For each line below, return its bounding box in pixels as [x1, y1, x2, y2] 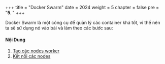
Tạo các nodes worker [12, 48, 60, 54]
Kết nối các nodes [12, 53, 51, 59]
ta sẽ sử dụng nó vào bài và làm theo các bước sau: [5, 25, 113, 31]
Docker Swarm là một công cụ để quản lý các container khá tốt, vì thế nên [5, 20, 160, 25]
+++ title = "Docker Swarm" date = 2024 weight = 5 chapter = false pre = [5, 5, 159, 10]
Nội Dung [5, 37, 25, 43]
